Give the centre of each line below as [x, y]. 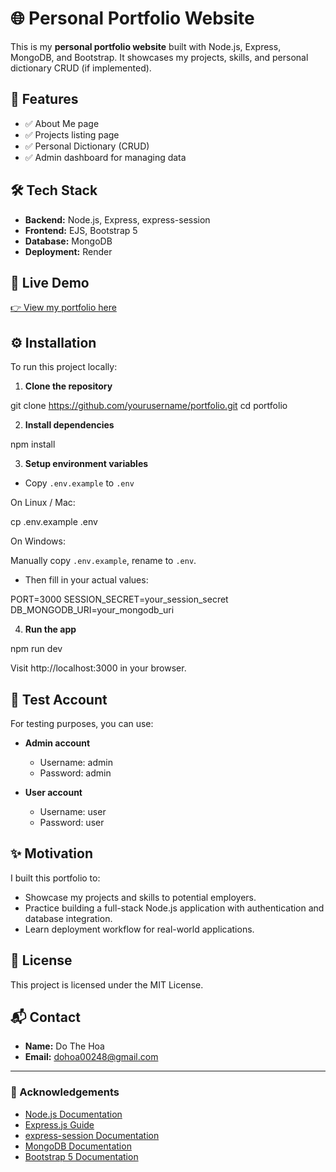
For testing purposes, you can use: [82, 723]
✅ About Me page [62, 123]
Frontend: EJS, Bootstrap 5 [81, 230]
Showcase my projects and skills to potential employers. [140, 897]
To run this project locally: [64, 367]
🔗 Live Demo [50, 282]
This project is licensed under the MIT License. [107, 984]
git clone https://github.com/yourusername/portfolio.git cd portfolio [149, 406]
